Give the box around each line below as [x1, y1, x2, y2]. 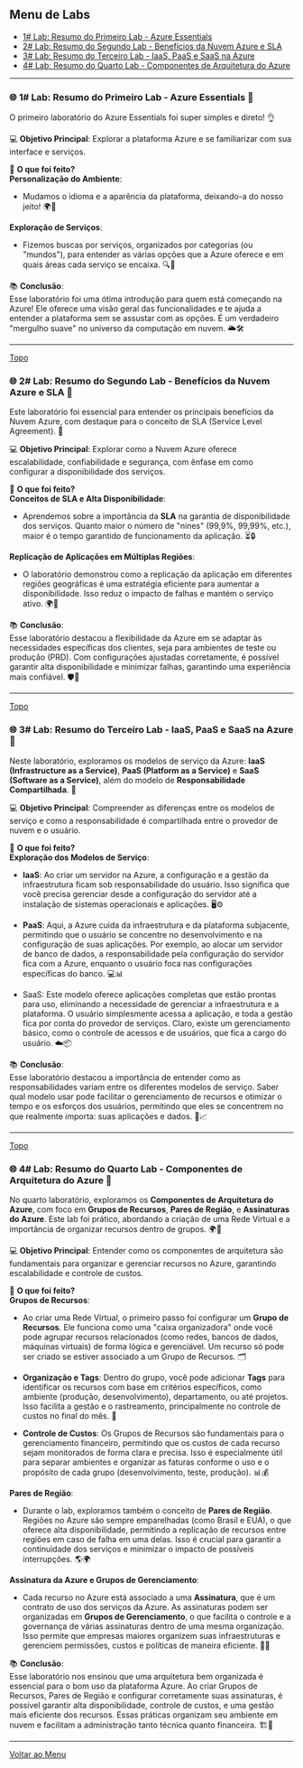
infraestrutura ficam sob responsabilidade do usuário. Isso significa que [22, 879, 290, 890]
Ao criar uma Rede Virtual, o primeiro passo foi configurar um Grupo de [22, 1312, 289, 1323]
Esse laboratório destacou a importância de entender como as [9, 1071, 241, 1082]
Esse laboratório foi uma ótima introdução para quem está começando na [9, 293, 282, 305]
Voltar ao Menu [9, 1749, 67, 1759]
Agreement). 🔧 [9, 426, 64, 437]
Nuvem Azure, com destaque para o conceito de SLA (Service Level [9, 416, 262, 427]
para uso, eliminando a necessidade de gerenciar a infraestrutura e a [22, 998, 280, 1009]
